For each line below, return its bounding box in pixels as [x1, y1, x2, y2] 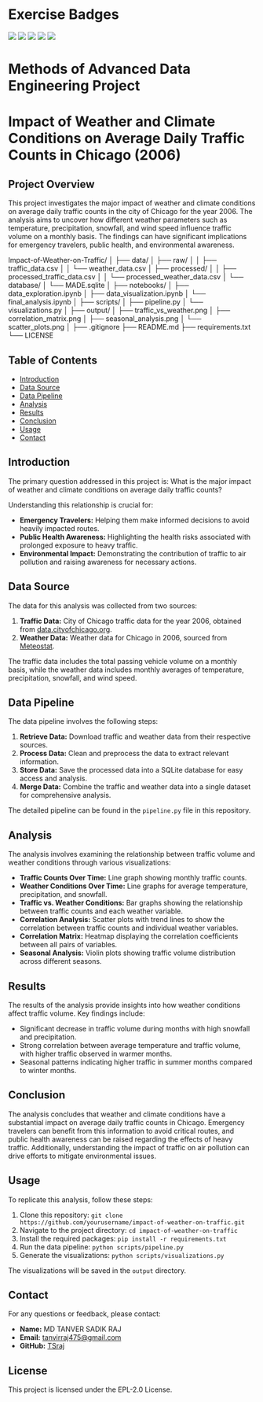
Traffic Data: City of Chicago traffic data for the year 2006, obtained [19, 616, 242, 625]
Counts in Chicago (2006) [8, 146, 181, 164]
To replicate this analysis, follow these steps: [8, 1194, 153, 1205]
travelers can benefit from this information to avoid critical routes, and [8, 1126, 235, 1135]
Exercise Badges [8, 6, 119, 24]
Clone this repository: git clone [19, 1210, 123, 1219]
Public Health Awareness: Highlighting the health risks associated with [19, 532, 251, 541]
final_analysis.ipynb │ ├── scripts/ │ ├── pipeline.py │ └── [8, 297, 204, 307]
